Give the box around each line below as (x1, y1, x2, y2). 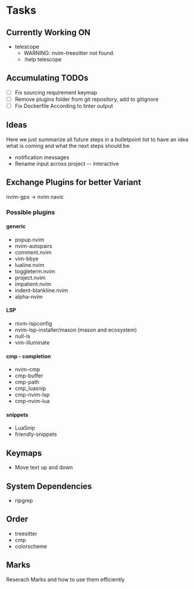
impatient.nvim (14, 280, 52, 287)
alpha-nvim (14, 293, 43, 300)
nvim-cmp (14, 366, 40, 373)
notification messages (14, 153, 70, 161)
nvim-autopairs (14, 242, 52, 249)
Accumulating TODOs (6, 73, 89, 83)
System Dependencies (6, 481, 92, 491)
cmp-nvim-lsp (14, 391, 50, 398)
